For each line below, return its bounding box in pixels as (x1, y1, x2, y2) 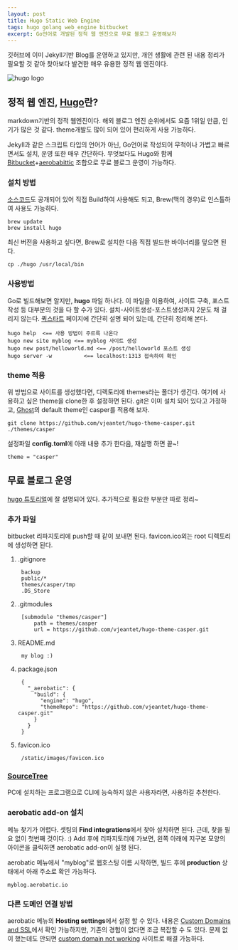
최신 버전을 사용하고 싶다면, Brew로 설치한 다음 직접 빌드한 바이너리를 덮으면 (7, 238, 220, 246)
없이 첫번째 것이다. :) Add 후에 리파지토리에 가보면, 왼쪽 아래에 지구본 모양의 (14, 834, 226, 843)
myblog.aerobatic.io (7, 881, 69, 888)
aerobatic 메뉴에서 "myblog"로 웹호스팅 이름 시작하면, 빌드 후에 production (7, 858, 221, 867)
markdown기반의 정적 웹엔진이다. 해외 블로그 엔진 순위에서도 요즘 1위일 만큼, (7, 117, 221, 125)
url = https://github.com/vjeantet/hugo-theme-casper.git (33, 626, 210, 633)
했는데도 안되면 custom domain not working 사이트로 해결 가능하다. (14, 934, 205, 943)
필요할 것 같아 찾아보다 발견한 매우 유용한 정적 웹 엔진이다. (7, 60, 168, 68)
